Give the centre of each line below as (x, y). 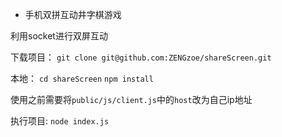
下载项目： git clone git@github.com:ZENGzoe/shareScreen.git (141, 57)
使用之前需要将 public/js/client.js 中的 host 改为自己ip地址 (131, 99)
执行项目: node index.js (60, 121)
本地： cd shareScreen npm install (82, 78)
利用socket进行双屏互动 (59, 36)
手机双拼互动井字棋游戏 (73, 14)
